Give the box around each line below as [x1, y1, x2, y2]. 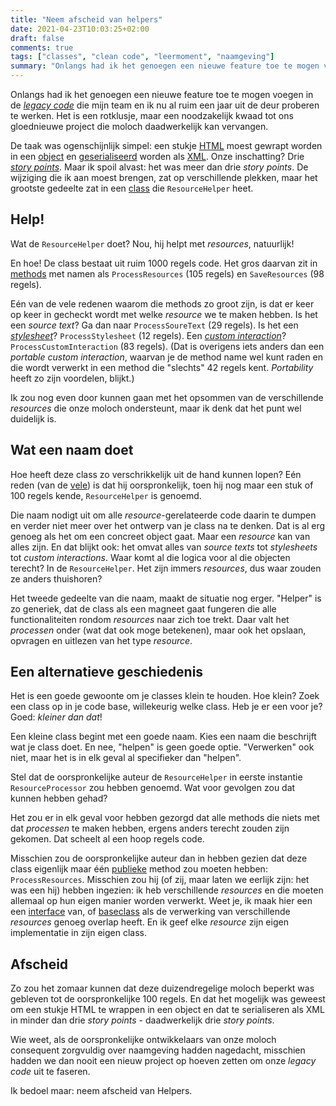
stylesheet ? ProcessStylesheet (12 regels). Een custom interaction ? [10, 329, 287, 341]
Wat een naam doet [10, 442, 134, 459]
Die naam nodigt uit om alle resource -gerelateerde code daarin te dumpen [10, 509, 317, 521]
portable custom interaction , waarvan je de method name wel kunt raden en [10, 351, 324, 363]
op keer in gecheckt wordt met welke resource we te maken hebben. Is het [10, 308, 318, 320]
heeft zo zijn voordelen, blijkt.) [10, 372, 135, 384]
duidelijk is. [10, 412, 57, 425]
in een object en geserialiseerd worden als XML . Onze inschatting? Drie [10, 151, 305, 162]
